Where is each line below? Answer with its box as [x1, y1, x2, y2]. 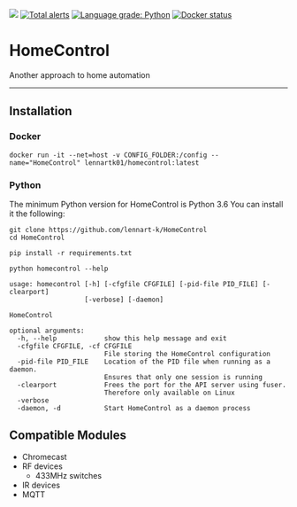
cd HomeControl [9, 233, 65, 242]
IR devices [21, 480, 60, 490]
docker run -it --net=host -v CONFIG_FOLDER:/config [9, 151, 208, 160]
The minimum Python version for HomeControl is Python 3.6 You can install [9, 199, 284, 209]
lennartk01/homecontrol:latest [84, 158, 200, 168]
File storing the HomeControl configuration [103, 349, 271, 358]
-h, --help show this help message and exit [17, 333, 227, 343]
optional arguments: [9, 326, 86, 335]
